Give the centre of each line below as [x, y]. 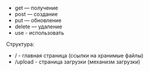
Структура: [20, 44]
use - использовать [39, 33]
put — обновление [38, 20]
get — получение [36, 8]
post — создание [36, 14]
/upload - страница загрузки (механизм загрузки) [77, 62]
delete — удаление [38, 26]
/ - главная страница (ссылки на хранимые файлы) [79, 55]
